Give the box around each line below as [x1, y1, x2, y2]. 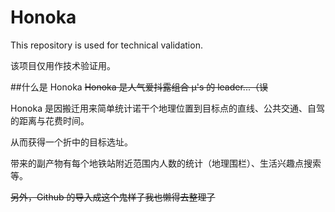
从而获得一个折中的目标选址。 [10, 136, 133, 148]
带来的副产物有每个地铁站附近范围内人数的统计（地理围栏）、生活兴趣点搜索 [10, 157, 322, 169]
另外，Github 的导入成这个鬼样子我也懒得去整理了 [10, 191, 216, 203]
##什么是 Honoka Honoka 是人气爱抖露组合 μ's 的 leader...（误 [10, 81, 268, 93]
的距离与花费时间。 [10, 114, 90, 126]
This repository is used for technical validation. [10, 39, 203, 51]
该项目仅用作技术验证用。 [10, 59, 116, 71]
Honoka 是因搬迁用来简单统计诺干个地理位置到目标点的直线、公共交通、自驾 [10, 102, 325, 114]
